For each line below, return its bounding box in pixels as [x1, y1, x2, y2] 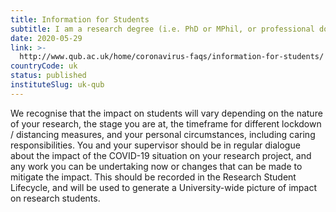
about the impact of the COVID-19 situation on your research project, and [10, 149, 312, 161]
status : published [10, 71, 87, 81]
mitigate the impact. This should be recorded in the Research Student [10, 171, 297, 183]
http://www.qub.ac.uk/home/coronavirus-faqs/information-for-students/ [19, 52, 325, 62]
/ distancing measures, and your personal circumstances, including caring [10, 128, 316, 140]
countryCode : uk [10, 61, 78, 71]
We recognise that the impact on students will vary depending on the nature [10, 107, 323, 119]
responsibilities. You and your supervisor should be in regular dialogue [10, 139, 301, 151]
